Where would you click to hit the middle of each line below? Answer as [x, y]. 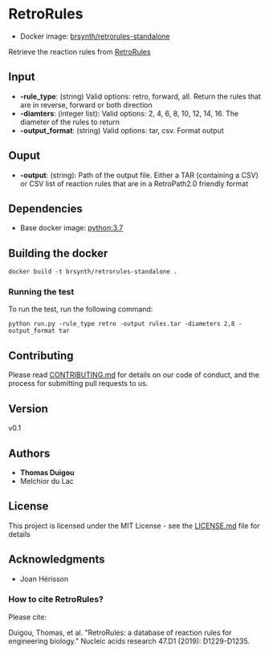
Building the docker [58, 253]
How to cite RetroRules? [56, 599]
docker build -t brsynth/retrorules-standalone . [93, 272]
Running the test [41, 292]
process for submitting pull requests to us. [78, 384]
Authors [29, 453]
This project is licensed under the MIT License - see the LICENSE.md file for [134, 526]
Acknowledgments [57, 560]
